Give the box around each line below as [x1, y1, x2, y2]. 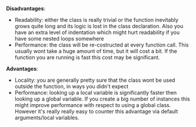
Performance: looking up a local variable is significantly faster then [14, 89, 177, 96]
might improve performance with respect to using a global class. [14, 102, 171, 108]
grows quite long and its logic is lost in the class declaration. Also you [14, 23, 184, 29]
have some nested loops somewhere [14, 35, 104, 42]
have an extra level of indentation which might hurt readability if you [14, 29, 180, 36]
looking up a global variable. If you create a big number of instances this [14, 95, 190, 102]
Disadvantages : [6, 5, 46, 12]
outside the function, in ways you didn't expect [14, 83, 129, 90]
